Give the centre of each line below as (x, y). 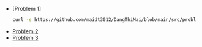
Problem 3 (25, 37)
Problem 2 (25, 31)
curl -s (22, 20)
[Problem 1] (27, 9)
